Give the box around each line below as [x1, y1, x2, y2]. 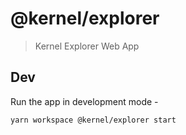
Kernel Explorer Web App [34, 40, 140, 52]
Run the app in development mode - [10, 95, 159, 107]
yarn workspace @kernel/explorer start [10, 115, 177, 125]
